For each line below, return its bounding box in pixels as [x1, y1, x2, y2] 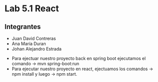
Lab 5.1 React [4, 3, 59, 14]
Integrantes [4, 23, 41, 31]
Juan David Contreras [11, 35, 56, 41]
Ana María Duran [11, 41, 46, 47]
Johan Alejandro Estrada [11, 46, 62, 52]
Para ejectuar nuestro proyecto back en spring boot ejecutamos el [11, 55, 146, 61]
